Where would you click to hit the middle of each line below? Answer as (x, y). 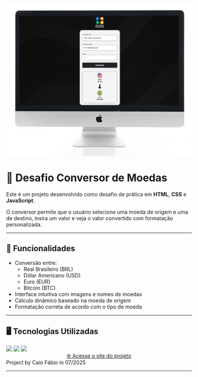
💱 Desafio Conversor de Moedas (87, 178)
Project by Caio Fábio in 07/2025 (46, 362)
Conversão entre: (36, 263)
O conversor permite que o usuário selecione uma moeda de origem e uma (97, 212)
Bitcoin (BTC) (39, 288)
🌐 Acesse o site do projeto (99, 356)
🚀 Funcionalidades (41, 249)
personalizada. (24, 225)
